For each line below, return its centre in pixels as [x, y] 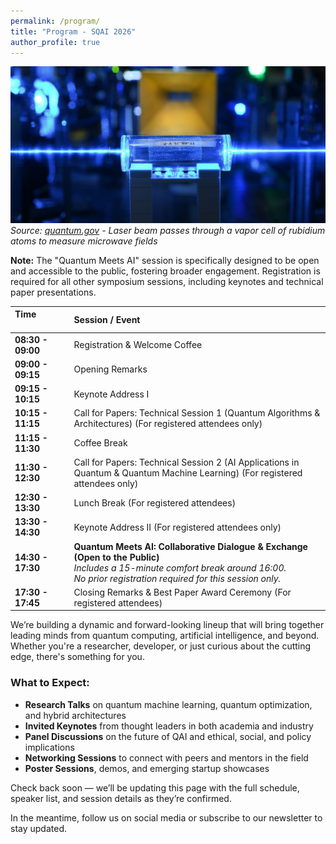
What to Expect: [50, 683]
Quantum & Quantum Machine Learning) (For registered [188, 472]
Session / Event [107, 319]
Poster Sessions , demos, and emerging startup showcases [147, 768]
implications [49, 747]
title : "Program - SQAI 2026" [73, 31]
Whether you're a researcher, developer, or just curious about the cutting [161, 646]
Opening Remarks [110, 369]
